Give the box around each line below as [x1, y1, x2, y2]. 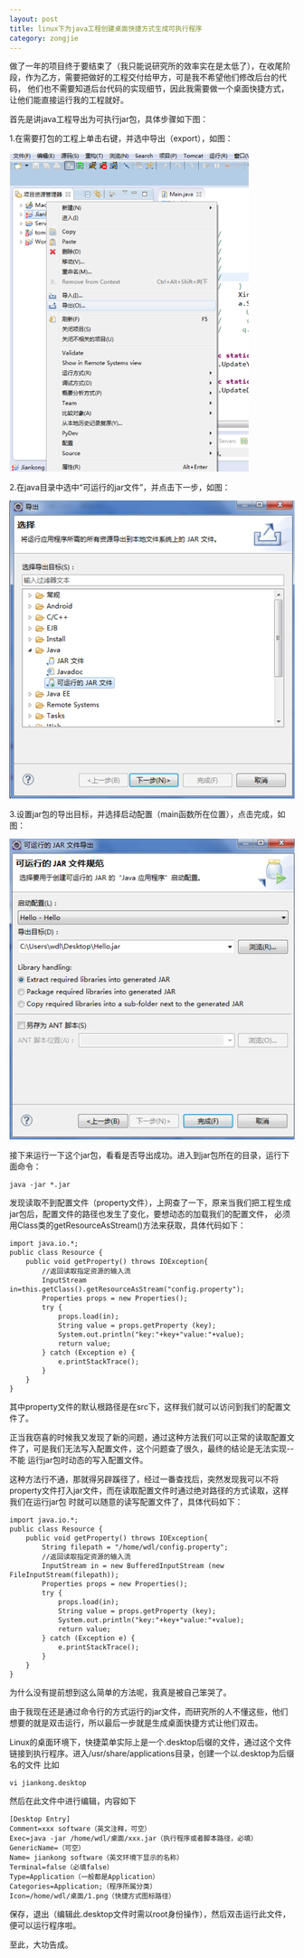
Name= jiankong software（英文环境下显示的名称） [9, 1853, 184, 1862]
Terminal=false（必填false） [9, 1862, 114, 1872]
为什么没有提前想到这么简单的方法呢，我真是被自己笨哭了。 [9, 1687, 232, 1697]
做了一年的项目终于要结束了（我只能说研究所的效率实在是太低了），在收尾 [9, 61, 283, 71]
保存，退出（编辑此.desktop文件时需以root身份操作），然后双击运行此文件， [9, 1908, 291, 1919]
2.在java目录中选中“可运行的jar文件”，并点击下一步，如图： [9, 482, 231, 493]
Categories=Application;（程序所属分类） [9, 1882, 157, 1891]
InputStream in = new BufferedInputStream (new [42, 1561, 224, 1570]
